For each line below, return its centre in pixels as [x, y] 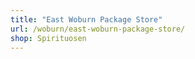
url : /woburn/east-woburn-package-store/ [98, 29]
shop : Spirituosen [48, 38]
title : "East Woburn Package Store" [86, 19]
